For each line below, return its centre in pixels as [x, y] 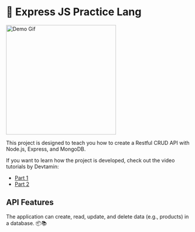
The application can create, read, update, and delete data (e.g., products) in [97, 216]
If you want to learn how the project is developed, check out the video [90, 160]
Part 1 [21, 178]
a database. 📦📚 [26, 223]
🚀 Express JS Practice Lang [74, 12]
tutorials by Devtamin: [32, 167]
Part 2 [22, 184]
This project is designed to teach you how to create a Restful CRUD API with [98, 143]
